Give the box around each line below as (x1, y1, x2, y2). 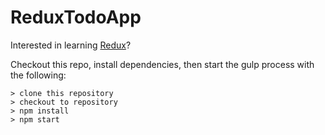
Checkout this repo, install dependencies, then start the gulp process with (10, 58, 315, 70)
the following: (10, 69, 67, 81)
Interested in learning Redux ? (10, 39, 132, 51)
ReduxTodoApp (10, 6, 142, 29)
